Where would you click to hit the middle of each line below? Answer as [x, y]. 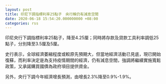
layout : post [19, 10]
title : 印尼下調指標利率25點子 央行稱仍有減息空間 [52, 14]
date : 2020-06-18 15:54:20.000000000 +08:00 [52, 19]
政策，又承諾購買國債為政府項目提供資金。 [48, 66]
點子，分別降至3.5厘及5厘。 [33, 44]
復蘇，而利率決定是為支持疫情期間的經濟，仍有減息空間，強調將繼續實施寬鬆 [83, 60]
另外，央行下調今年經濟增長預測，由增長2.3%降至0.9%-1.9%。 [69, 77]
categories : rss [22, 23]
